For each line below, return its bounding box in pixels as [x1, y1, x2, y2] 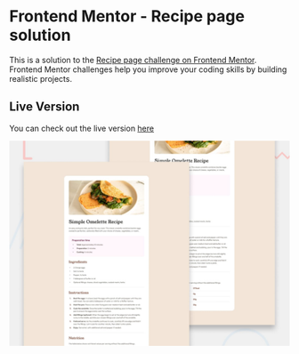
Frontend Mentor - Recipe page [9, 6, 245, 27]
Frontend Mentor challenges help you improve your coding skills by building [9, 64, 287, 75]
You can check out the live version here [9, 123, 154, 133]
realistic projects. [9, 73, 73, 84]
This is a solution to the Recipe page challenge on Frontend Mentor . [9, 54, 257, 65]
